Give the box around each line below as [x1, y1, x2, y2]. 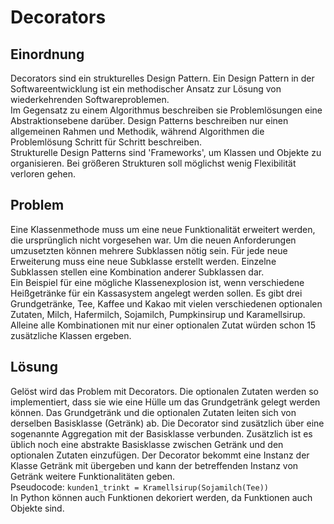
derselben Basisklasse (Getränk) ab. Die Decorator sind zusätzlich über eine [10, 417, 325, 429]
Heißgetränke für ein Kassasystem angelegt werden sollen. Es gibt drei [10, 287, 303, 299]
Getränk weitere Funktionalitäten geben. [10, 470, 176, 482]
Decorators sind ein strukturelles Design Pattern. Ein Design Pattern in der [10, 72, 315, 84]
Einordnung [10, 46, 85, 63]
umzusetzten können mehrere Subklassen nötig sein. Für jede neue [10, 244, 288, 256]
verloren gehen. [10, 168, 76, 180]
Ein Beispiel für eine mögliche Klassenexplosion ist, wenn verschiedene [10, 276, 305, 288]
